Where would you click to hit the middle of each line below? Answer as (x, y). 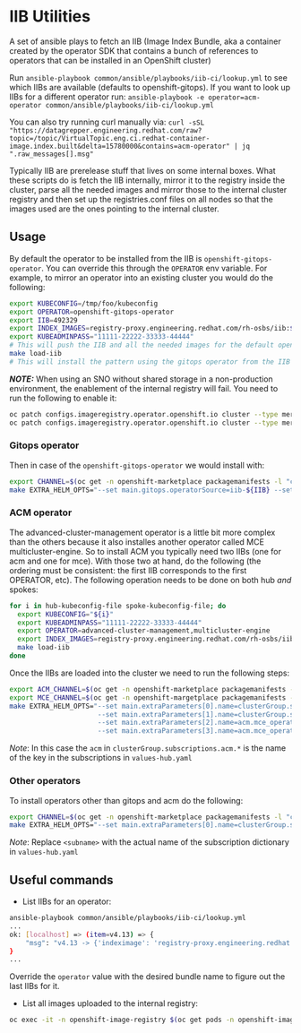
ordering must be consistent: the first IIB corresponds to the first (128, 570)
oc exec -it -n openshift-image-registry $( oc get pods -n (122, 1020)
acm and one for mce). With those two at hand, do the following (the (135, 561)
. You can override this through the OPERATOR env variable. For (155, 268)
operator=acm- (234, 97)
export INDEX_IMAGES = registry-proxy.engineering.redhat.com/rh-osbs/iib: (150, 329)
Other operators (45, 781)
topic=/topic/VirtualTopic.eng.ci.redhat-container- (110, 138)
